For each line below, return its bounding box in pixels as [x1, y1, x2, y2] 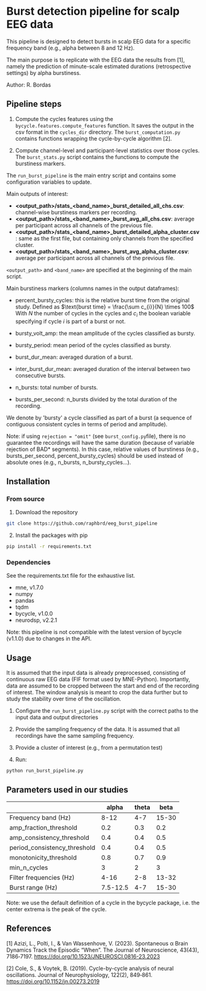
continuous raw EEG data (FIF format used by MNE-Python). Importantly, [6, 676, 191, 683]
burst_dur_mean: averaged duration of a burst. [15, 353, 133, 361]
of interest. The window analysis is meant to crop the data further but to [6, 689, 188, 696]
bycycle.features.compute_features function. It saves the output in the [15, 122, 194, 129]
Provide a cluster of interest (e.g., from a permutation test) [15, 744, 163, 751]
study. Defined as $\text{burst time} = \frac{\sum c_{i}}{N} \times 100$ [15, 303, 194, 310]
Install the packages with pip [15, 531, 88, 539]
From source [6, 495, 45, 503]
